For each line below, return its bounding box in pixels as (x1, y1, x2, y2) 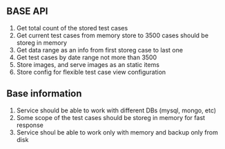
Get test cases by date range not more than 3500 (16, 53, 157, 61)
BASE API (6, 6, 48, 17)
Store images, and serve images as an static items (16, 60, 160, 68)
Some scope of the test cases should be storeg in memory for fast (16, 113, 205, 121)
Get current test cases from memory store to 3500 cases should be (16, 31, 208, 39)
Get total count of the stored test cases (16, 23, 128, 32)
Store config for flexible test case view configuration (16, 68, 166, 76)
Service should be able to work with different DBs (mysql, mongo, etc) (16, 106, 217, 115)
